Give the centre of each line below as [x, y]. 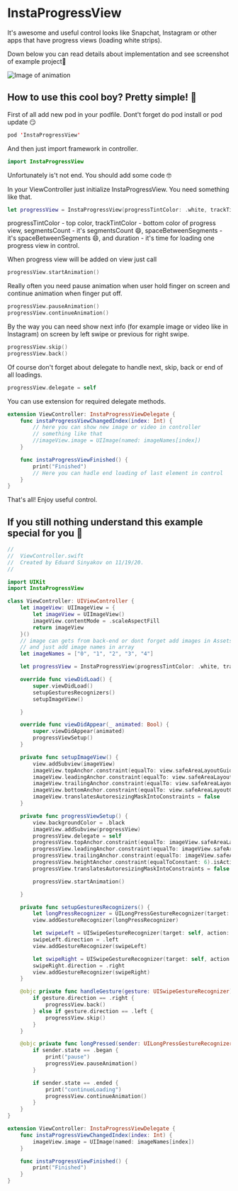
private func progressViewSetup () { [74, 816]
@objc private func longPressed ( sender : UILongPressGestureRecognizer [126, 1044]
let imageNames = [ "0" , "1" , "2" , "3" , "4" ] [87, 654]
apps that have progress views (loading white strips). [85, 40]
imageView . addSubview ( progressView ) [87, 829]
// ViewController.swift [45, 556]
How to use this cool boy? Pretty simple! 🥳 [102, 97]
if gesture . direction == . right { [84, 998]
